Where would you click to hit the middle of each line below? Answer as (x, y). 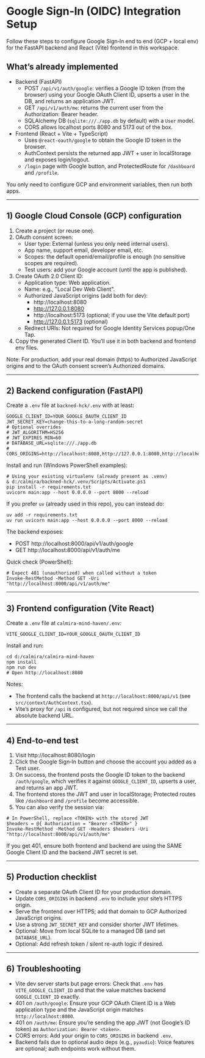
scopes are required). (51, 263)
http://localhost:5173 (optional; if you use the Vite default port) (112, 315)
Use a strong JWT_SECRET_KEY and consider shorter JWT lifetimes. (97, 924)
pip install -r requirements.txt (49, 487)
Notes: (15, 684)
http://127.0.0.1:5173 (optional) (70, 321)
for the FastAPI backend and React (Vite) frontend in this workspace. (93, 48)
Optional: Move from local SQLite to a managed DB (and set (90, 931)
